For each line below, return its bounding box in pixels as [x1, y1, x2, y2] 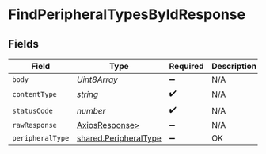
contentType [12, 90, 58, 98]
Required [169, 61, 204, 71]
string [76, 89, 99, 100]
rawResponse [12, 121, 58, 129]
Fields [8, 37, 40, 51]
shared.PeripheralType [76, 133, 162, 144]
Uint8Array [76, 74, 119, 85]
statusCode [12, 106, 53, 115]
